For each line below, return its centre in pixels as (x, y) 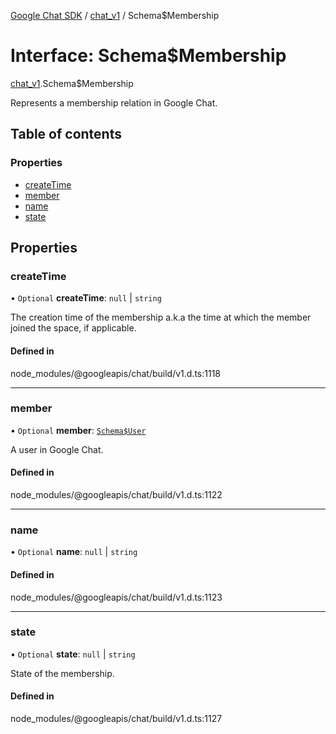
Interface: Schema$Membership (148, 56)
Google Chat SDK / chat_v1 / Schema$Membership (115, 15)
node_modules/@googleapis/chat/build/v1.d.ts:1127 (116, 719)
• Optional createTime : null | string (86, 298)
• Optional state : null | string (73, 654)
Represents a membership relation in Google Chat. (114, 102)
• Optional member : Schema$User (78, 430)
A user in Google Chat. (57, 449)
